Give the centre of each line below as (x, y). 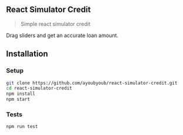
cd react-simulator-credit (39, 88)
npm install (21, 94)
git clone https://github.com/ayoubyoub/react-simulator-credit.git (92, 83)
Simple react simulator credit (55, 24)
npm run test (22, 127)
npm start (18, 100)
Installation (27, 54)
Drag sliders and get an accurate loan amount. (62, 35)
